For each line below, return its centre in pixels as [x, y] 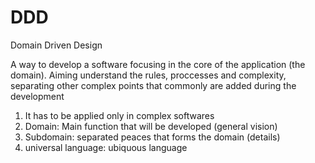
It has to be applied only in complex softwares [119, 115]
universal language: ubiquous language [106, 147]
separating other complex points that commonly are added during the [153, 85]
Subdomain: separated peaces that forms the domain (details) [152, 137]
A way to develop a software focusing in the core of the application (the [158, 64]
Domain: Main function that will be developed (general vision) [151, 126]
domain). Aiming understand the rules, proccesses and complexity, [148, 75]
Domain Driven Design [56, 45]
